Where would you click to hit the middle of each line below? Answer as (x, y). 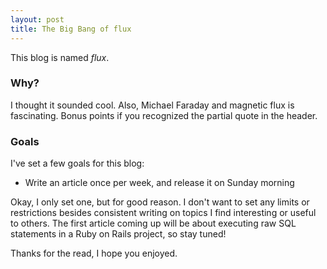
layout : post (37, 19)
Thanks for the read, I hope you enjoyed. (94, 253)
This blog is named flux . (60, 57)
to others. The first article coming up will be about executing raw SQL (153, 223)
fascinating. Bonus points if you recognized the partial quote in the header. (164, 115)
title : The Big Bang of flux (71, 29)
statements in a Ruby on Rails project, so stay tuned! (118, 234)
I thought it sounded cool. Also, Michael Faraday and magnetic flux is (152, 105)
